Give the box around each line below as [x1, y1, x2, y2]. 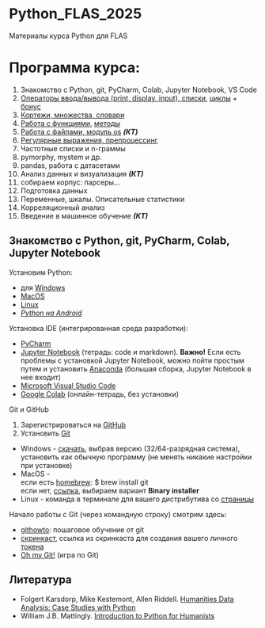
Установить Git [20, 428, 70, 438]
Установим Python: [9, 267, 74, 277]
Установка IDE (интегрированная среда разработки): [9, 323, 188, 333]
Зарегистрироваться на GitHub [20, 420, 126, 429]
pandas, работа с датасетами [20, 160, 121, 170]
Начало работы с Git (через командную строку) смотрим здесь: [9, 509, 227, 519]
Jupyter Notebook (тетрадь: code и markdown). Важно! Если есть [20, 347, 241, 356]
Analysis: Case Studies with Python [20, 603, 137, 612]
